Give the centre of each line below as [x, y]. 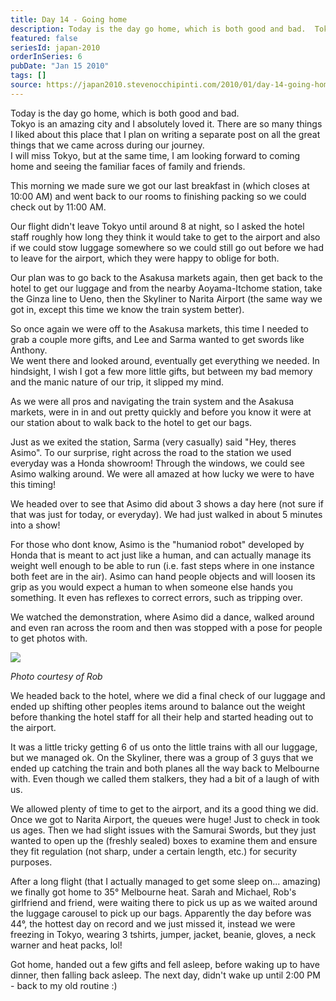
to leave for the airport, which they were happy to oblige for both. [145, 258]
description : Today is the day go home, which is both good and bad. [158, 29]
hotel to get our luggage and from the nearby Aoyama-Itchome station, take [166, 288]
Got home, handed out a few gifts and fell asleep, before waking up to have [165, 964]
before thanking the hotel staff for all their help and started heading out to [162, 717]
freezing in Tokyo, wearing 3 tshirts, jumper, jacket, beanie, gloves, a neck [163, 934]
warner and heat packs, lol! [66, 945]
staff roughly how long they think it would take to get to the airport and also [165, 237]
